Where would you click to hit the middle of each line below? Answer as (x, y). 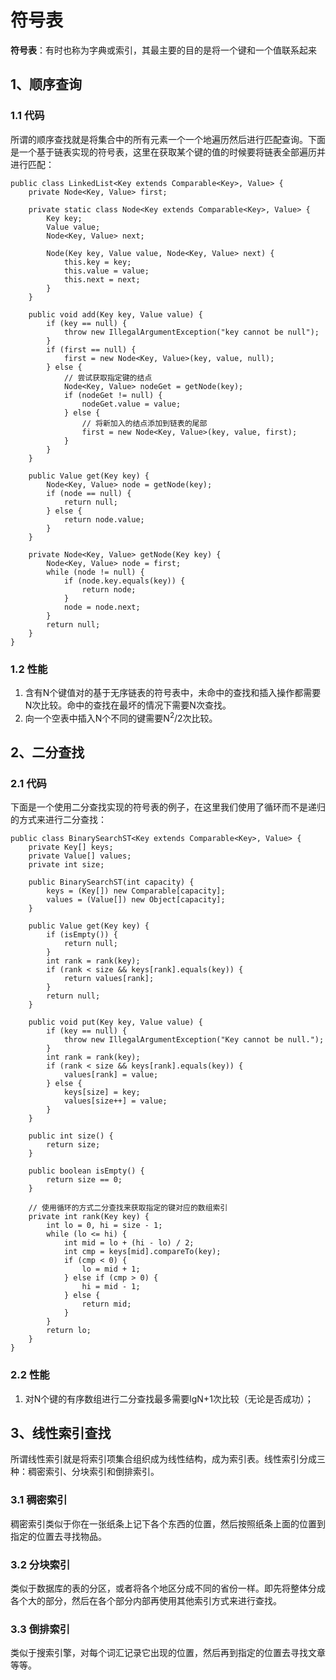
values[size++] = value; (115, 1101)
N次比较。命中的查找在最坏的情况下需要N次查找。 (128, 705)
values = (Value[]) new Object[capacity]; (136, 900)
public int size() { (71, 1136)
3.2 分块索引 (40, 1564)
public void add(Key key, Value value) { (115, 314)
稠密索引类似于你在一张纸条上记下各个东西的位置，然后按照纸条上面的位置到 (168, 1523)
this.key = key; (97, 262)
